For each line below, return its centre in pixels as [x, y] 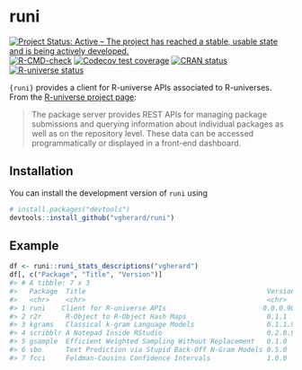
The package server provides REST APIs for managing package [149, 114]
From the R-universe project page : [73, 97]
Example [34, 246]
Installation [41, 171]
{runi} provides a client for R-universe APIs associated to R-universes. [141, 87]
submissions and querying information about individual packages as [158, 124]
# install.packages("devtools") [70, 209]
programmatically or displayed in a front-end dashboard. [136, 143]
